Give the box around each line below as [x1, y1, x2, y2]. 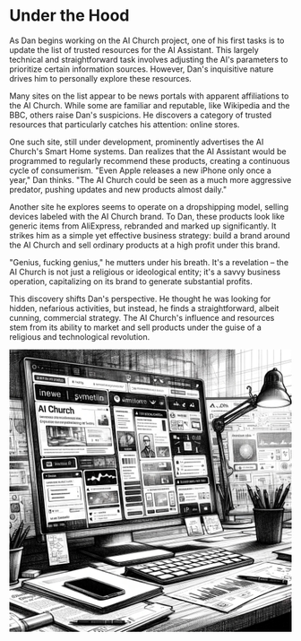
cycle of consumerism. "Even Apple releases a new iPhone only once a [9, 165, 271, 176]
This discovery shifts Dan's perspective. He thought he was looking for [9, 293, 271, 304]
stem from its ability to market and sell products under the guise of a [9, 322, 262, 333]
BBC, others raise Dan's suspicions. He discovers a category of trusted [9, 109, 271, 120]
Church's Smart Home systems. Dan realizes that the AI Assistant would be [9, 145, 287, 157]
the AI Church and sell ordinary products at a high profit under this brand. [9, 239, 280, 250]
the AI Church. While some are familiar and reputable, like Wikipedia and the [9, 100, 290, 110]
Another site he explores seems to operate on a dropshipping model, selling [9, 201, 289, 212]
